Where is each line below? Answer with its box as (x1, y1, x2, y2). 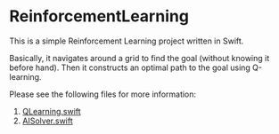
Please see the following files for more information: (9, 89, 197, 99)
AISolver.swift (21, 115, 73, 126)
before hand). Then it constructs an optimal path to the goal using (9, 62, 251, 73)
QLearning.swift (21, 106, 82, 116)
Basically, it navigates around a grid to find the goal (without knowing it (9, 52, 270, 63)
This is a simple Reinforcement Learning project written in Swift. (9, 35, 244, 46)
